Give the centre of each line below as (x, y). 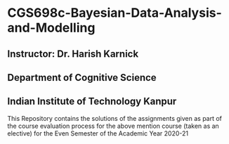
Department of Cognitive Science (82, 78)
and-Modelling (51, 28)
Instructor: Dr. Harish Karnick (73, 54)
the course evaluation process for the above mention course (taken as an (113, 126)
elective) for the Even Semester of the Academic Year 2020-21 (98, 133)
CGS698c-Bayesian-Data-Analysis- (115, 13)
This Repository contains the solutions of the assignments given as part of (115, 118)
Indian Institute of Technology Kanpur (92, 102)
